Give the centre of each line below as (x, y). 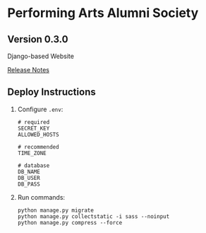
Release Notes (28, 70)
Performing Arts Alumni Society (103, 13)
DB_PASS (29, 184)
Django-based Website (41, 56)
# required (34, 122)
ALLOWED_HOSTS (38, 135)
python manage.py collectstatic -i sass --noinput (93, 216)
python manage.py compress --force (70, 222)
